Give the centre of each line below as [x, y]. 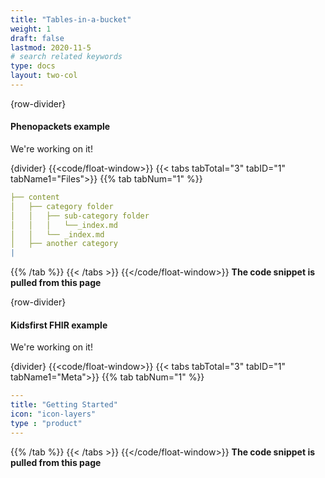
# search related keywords [66, 57]
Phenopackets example [60, 127]
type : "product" [46, 424]
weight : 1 [31, 29]
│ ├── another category [64, 244]
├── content [35, 197]
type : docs [33, 66]
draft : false [37, 38]
